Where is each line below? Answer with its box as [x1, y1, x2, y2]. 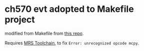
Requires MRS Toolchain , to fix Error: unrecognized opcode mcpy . [4, 40, 140, 46]
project [4, 14, 35, 25]
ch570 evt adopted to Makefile [4, 3, 134, 15]
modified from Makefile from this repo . [4, 30, 84, 36]
